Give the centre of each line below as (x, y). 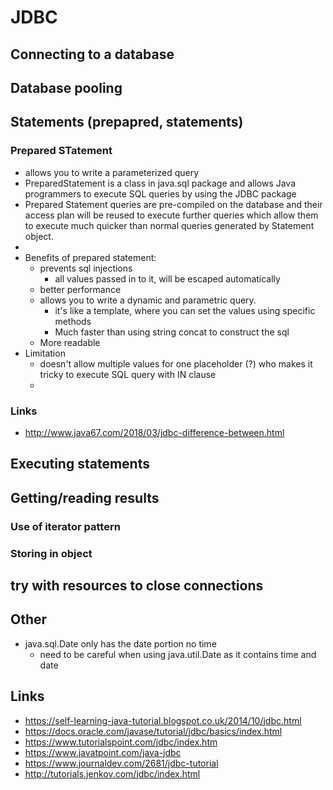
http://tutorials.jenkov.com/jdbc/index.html (112, 773)
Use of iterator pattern (65, 526)
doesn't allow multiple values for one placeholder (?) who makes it (176, 363)
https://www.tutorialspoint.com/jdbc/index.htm (121, 742)
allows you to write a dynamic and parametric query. (148, 300)
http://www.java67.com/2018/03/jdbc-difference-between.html (154, 432)
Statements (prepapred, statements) (127, 122)
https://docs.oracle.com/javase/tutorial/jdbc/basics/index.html (153, 731)
